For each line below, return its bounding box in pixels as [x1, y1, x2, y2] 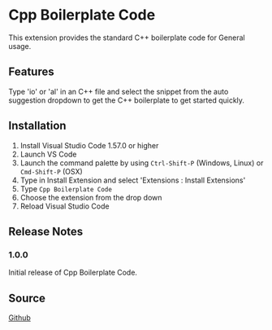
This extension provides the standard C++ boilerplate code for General [8, 33, 245, 42]
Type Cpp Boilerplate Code [19, 183, 112, 193]
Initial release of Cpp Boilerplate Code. [8, 267, 138, 278]
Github [8, 313, 31, 323]
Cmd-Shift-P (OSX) [19, 166, 83, 176]
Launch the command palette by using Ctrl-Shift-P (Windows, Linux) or [19, 157, 264, 168]
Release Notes [8, 224, 84, 238]
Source [8, 291, 46, 305]
